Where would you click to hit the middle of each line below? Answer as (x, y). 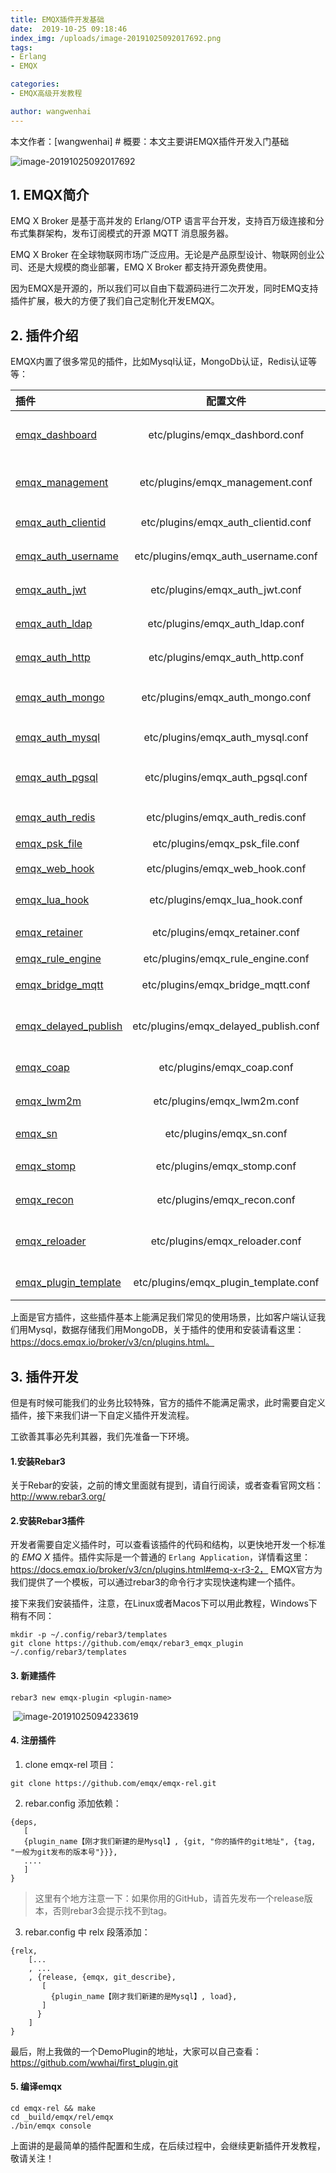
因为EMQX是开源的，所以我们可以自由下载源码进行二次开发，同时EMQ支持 (164, 288)
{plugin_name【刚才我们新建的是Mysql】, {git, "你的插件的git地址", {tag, (170, 1841)
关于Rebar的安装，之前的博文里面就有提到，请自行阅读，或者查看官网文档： (167, 1485)
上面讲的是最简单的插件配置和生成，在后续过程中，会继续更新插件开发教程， (168, 2146)
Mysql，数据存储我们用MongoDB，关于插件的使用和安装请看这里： (166, 1330)
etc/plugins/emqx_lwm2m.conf (226, 1101)
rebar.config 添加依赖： (73, 1803)
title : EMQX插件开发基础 (57, 19)
